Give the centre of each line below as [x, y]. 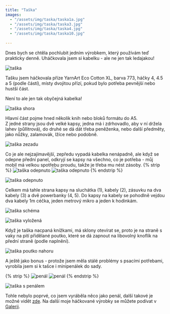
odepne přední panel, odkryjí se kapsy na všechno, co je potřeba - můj [79, 159]
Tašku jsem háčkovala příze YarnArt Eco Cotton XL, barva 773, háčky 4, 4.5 [84, 78]
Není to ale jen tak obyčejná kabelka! [44, 98]
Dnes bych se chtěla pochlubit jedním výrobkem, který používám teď [77, 53]
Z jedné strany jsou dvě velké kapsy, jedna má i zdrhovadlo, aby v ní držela [84, 123]
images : [13, 15]
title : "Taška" [21, 10]
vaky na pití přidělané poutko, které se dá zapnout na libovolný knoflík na [82, 235]
